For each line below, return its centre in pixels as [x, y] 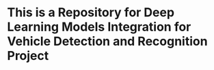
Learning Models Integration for [99, 27]
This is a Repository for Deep [91, 13]
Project [28, 56]
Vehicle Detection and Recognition [107, 41]
